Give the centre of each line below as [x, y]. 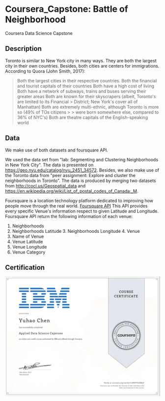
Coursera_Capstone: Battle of [67, 9]
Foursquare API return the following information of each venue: [69, 216]
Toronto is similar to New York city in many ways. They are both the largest [81, 61]
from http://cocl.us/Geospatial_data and [45, 185]
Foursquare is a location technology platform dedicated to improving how [79, 200]
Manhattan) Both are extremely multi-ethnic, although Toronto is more [88, 107]
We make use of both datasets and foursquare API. [57, 150]
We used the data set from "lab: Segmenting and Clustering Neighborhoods [82, 159]
